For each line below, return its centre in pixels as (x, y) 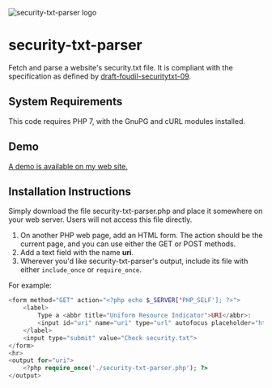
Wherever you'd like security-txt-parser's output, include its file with (134, 261)
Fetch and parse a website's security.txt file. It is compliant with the (121, 67)
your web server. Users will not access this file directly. (100, 220)
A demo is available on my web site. (68, 166)
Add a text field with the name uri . (77, 253)
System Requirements (66, 102)
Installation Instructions (70, 192)
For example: (30, 286)
